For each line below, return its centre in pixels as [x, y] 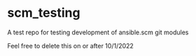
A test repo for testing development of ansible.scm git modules [98, 32]
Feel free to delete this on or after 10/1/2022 [71, 45]
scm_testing [44, 13]
